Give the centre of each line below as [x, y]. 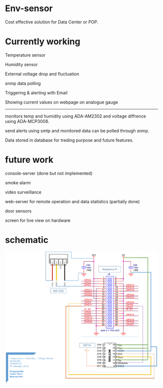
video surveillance [23, 192]
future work [29, 160]
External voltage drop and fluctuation [42, 74]
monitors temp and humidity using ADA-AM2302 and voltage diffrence [76, 116]
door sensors [18, 211]
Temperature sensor [25, 55]
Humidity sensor [21, 64]
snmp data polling [23, 83]
